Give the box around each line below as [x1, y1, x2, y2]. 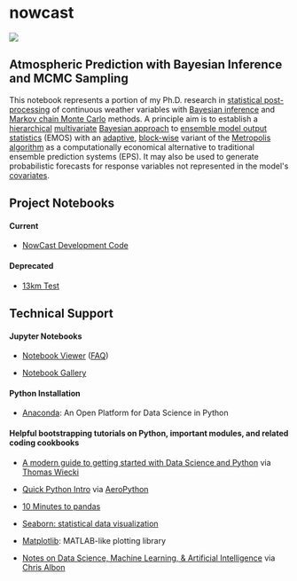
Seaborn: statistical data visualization [21, 518, 159, 529]
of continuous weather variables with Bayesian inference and [51, 104, 276, 114]
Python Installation [9, 388, 81, 398]
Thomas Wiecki [21, 467, 80, 477]
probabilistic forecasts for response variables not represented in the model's [9, 161, 289, 171]
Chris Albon [21, 561, 66, 572]
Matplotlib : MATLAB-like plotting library [21, 535, 167, 546]
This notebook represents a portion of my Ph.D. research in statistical [9, 94, 262, 105]
